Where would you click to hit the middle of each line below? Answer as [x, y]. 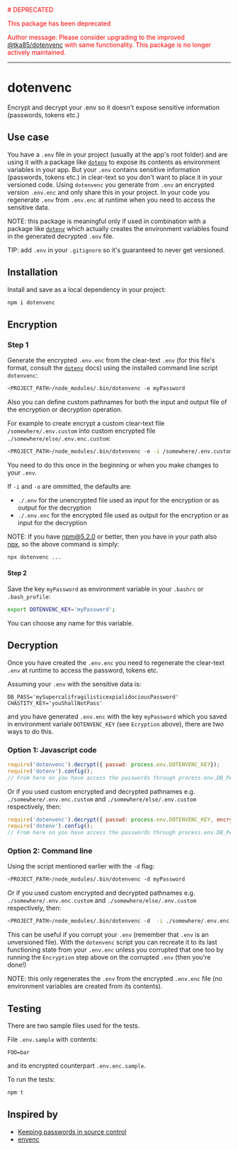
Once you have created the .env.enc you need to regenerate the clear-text [116, 662]
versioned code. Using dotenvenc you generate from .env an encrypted [111, 184]
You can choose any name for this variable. [70, 623]
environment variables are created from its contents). [85, 987]
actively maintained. [36, 52]
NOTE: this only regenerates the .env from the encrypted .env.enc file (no [115, 979]
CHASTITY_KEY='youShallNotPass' [55, 703]
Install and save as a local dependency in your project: [87, 289]
